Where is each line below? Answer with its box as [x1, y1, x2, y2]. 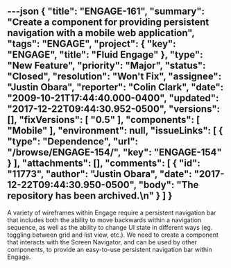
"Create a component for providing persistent [7, 17, 209, 28]
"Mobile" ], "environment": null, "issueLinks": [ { [7, 125, 223, 137]
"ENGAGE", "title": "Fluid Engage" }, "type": [7, 49, 203, 61]
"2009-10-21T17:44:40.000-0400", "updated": [7, 92, 219, 104]
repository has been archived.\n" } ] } [7, 190, 173, 202]
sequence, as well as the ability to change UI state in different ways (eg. [7, 223, 213, 231]
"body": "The [138, 179, 199, 191]
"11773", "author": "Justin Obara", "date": [7, 168, 192, 180]
